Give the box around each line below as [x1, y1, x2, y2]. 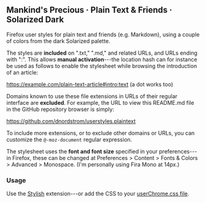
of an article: [6, 69, 39, 76]
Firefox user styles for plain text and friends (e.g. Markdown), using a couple [6, 31, 200, 38]
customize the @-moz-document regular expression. [6, 136, 132, 143]
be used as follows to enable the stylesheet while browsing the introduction [6, 62, 197, 69]
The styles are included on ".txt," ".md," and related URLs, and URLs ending [6, 49, 198, 56]
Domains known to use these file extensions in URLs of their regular [6, 92, 178, 100]
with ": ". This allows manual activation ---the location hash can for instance [6, 55, 197, 63]
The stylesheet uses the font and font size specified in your [6, 147, 158, 155]
